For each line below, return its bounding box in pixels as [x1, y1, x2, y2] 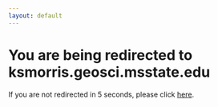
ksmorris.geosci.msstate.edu [8, 63, 211, 81]
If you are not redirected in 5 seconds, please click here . [8, 89, 195, 99]
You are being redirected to [8, 46, 193, 64]
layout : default [8, 11, 63, 20]
